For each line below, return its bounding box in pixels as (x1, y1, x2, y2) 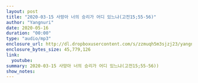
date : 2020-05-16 (6, 25, 49, 31)
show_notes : (6, 68, 35, 74)
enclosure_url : (6, 41, 44, 47)
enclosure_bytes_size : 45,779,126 (6, 47, 91, 53)
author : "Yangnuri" (6, 19, 54, 25)
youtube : (11, 57, 33, 63)
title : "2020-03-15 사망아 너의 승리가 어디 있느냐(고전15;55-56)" (6, 14, 157, 20)
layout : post (6, 8, 38, 15)
